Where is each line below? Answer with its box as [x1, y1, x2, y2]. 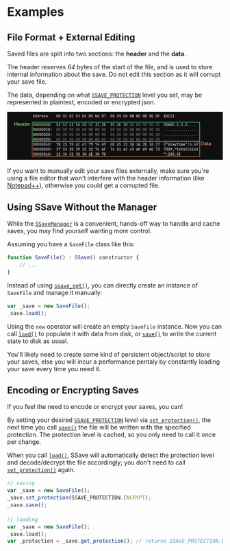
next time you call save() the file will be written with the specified [7, 423, 192, 432]
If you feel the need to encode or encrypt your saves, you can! [7, 403, 183, 411]
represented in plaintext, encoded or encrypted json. [7, 98, 156, 106]
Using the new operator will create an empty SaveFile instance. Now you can [7, 322, 222, 330]
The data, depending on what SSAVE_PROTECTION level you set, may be [7, 91, 203, 99]
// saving [7, 480, 36, 487]
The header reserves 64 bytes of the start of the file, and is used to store [7, 63, 213, 71]
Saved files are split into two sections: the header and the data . [7, 49, 186, 58]
